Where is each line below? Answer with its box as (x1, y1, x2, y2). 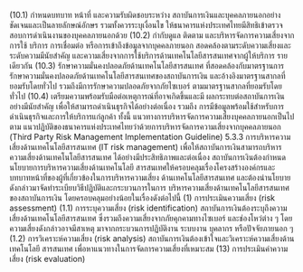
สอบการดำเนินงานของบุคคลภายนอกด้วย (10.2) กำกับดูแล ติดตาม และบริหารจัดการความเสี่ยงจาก (9, 30, 295, 41)
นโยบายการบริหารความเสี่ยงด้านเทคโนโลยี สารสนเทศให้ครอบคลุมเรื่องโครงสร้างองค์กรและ (9, 162, 276, 173)
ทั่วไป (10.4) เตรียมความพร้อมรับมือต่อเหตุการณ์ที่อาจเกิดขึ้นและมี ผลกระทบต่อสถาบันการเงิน (9, 91, 285, 101)
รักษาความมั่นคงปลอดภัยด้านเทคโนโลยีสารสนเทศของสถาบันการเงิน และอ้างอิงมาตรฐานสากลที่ (9, 70, 286, 81)
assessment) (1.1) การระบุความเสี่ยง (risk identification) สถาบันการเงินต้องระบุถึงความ (9, 202, 288, 213)
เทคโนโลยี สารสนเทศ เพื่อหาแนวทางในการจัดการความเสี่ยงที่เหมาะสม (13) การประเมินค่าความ (9, 243, 289, 254)
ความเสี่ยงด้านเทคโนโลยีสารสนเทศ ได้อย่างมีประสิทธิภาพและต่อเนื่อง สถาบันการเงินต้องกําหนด (9, 152, 287, 163)
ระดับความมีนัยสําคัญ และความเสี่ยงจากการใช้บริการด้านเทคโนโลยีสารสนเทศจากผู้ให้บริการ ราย (9, 51, 288, 61)
